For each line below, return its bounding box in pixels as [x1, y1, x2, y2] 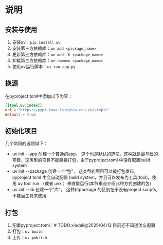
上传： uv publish [12, 235, 47, 241]
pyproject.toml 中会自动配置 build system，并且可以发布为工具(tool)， [12, 174, 152, 181]
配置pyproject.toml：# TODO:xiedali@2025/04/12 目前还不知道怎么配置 [12, 223, 156, 228]
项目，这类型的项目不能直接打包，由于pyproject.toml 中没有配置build [12, 157, 150, 163]
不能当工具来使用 [12, 193, 47, 199]
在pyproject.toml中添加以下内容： [5, 93, 72, 99]
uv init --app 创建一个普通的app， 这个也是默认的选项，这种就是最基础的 [12, 151, 158, 157]
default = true [5, 112, 36, 117]
